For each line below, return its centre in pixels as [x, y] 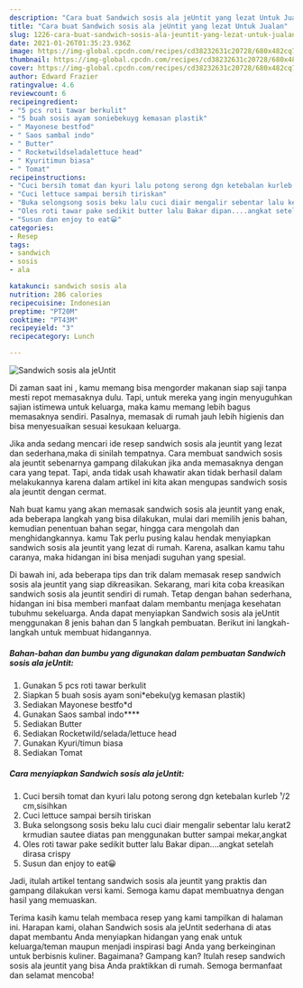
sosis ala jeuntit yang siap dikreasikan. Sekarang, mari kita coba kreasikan [147, 584]
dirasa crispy [46, 853]
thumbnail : [30, 60]
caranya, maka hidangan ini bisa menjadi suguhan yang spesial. [128, 557]
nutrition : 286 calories [56, 295]
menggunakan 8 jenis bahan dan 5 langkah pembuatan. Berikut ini [132, 623]
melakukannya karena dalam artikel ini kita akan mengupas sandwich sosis [148, 482]
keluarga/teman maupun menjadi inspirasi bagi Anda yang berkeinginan [142, 946]
